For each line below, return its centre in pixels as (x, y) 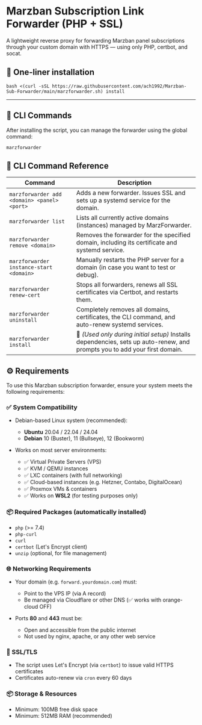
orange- (173, 600)
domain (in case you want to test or (126, 267)
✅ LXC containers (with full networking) (73, 475)
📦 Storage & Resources (41, 694)
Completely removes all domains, (123, 310)
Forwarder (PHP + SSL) (65, 24)
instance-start (31, 267)
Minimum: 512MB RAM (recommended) (63, 715)
